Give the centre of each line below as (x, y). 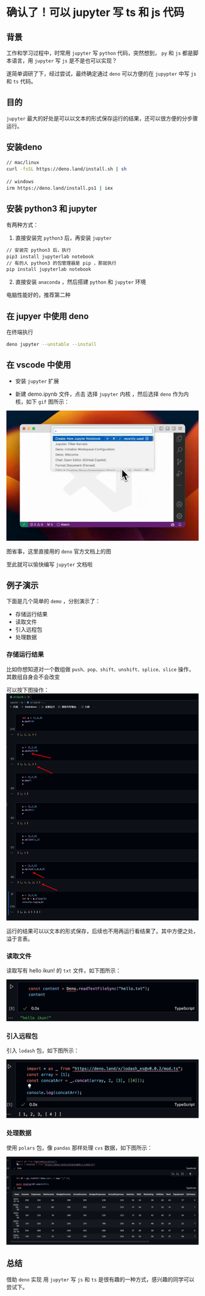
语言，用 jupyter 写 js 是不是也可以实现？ (64, 61)
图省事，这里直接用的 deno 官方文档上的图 (59, 551)
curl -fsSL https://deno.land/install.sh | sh (67, 169)
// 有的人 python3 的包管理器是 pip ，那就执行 (62, 263)
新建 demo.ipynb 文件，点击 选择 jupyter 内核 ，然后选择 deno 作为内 (102, 394)
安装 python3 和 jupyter (52, 209)
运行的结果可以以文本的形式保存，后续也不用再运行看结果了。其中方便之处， (103, 931)
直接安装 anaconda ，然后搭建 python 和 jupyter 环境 (81, 282)
